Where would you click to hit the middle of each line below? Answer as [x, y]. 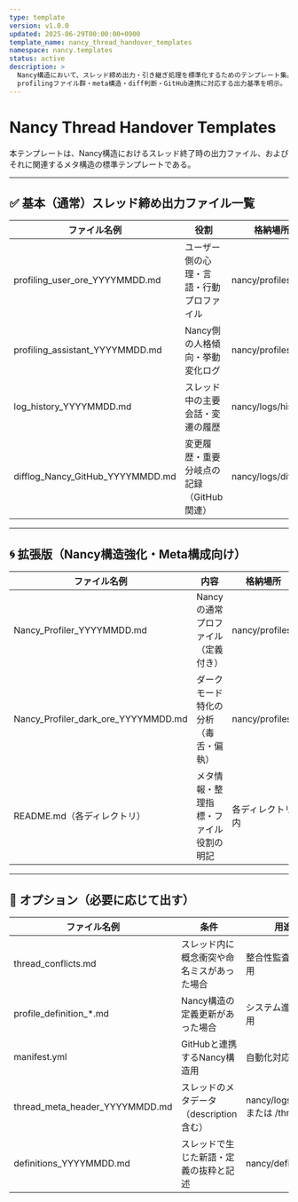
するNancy [203, 1057]
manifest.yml [40, 1057]
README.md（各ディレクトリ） [80, 816]
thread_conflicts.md [55, 964]
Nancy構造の [208, 1001]
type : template [37, 17]
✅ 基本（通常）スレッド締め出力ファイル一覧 [132, 203]
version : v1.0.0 [39, 26]
